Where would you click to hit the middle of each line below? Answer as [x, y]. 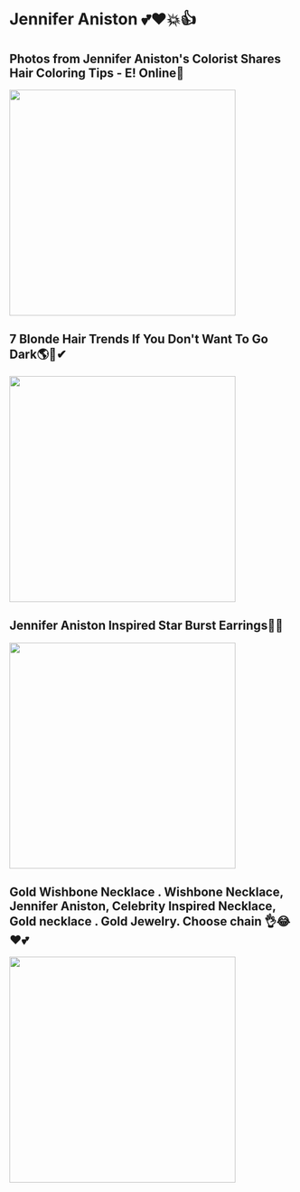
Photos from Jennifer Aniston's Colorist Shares [145, 58]
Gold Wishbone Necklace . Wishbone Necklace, [146, 892]
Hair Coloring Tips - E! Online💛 [97, 73]
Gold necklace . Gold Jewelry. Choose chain [136, 921]
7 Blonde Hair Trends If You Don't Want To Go [139, 339]
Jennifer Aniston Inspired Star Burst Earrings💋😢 [146, 626]
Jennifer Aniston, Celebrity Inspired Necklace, [143, 906]
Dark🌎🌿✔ [38, 355]
